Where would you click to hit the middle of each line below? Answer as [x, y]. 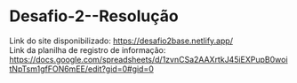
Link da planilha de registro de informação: [88, 49]
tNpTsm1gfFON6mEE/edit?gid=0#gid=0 [81, 69]
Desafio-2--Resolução [94, 16]
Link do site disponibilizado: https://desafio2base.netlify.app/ [121, 41]
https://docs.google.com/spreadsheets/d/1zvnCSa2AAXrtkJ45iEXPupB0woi [148, 59]
